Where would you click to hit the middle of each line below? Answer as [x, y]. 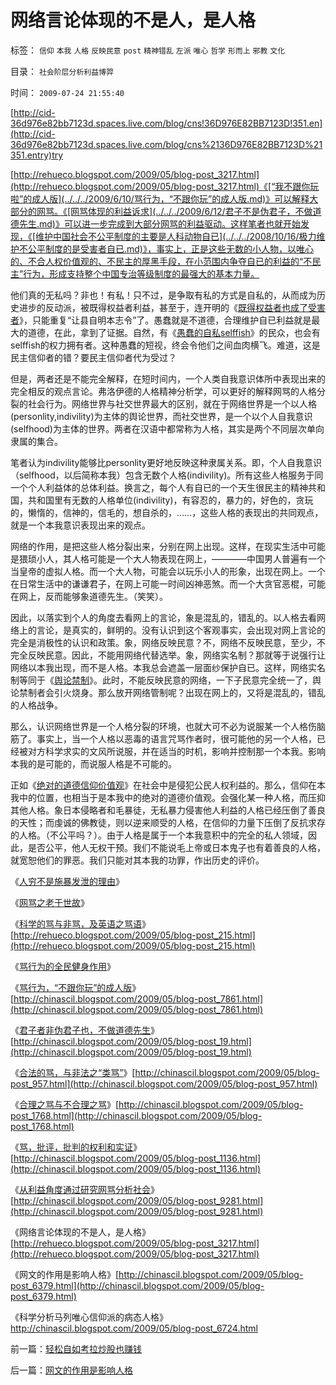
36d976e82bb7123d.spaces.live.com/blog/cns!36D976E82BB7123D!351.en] [166, 123]
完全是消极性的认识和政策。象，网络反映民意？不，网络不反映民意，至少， [163, 642]
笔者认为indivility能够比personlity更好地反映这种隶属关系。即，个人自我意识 [166, 462]
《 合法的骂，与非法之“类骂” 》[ [73, 1072]
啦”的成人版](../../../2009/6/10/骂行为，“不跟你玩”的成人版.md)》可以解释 [160, 198]
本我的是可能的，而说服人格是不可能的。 [93, 763]
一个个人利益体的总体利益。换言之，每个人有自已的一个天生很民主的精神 [159, 487]
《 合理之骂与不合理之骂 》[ [65, 1104]
